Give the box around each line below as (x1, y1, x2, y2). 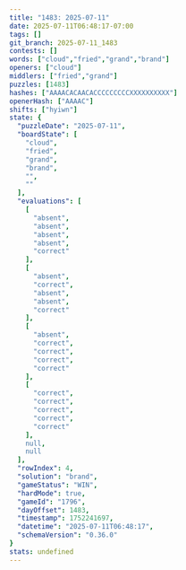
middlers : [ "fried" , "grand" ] (9, 72, 118, 81)
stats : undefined (9, 547, 74, 557)
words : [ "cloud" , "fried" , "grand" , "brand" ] (9, 55, 170, 64)
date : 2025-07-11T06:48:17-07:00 (9, 22, 134, 31)
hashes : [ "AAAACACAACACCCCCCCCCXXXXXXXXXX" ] (9, 88, 178, 97)
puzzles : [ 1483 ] (9, 80, 70, 89)
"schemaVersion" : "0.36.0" (17, 531, 118, 539)
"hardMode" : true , (17, 488, 87, 498)
